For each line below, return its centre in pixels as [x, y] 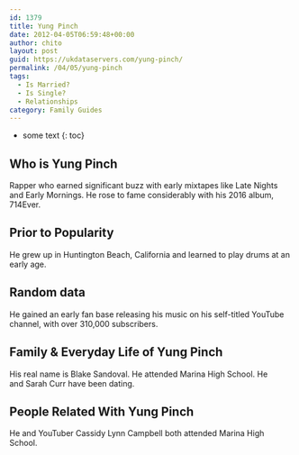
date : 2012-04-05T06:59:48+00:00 [72, 34]
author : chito [36, 43]
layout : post [34, 51]
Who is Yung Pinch [63, 164]
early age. [28, 264]
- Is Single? [42, 93]
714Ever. [25, 205]
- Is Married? [44, 85]
